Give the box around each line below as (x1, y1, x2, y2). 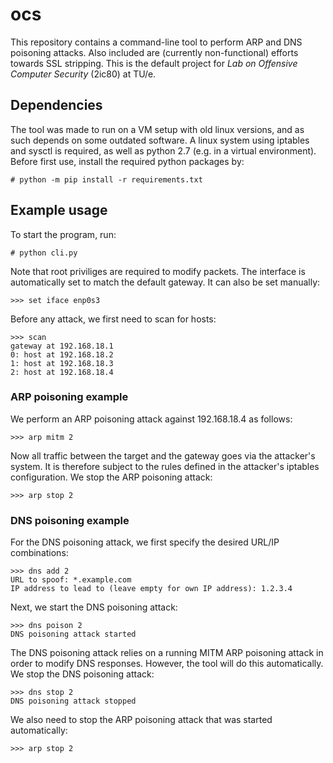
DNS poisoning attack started (10, 629, 137, 640)
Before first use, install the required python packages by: (10, 155, 245, 167)
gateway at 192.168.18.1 (10, 341, 114, 351)
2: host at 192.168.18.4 (10, 367, 114, 377)
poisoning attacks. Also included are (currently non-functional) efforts (10, 46, 299, 58)
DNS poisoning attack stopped (10, 696, 137, 707)
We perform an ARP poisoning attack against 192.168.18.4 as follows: (10, 413, 293, 425)
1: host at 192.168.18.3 (10, 358, 114, 368)
